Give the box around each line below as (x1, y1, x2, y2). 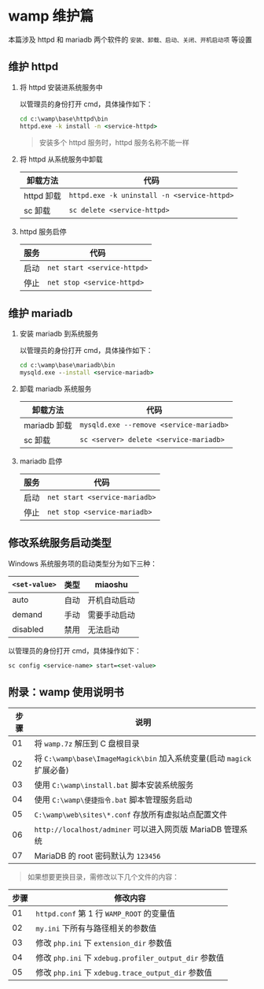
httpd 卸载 (23, 190, 61, 201)
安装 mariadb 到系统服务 (19, 329, 99, 339)
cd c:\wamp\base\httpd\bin (19, 115, 108, 123)
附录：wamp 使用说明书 (8, 686, 124, 699)
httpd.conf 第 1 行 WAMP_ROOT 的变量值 (35, 908, 175, 919)
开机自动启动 (87, 594, 136, 605)
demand (12, 608, 43, 619)
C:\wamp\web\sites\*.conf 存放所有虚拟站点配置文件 (34, 809, 228, 820)
